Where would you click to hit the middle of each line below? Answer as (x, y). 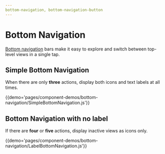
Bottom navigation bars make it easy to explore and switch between (76, 49)
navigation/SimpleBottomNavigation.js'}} (48, 103)
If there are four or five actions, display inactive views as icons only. (76, 131)
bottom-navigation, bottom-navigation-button (54, 10)
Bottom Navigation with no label (57, 118)
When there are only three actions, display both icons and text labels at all (83, 82)
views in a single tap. (38, 54)
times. (12, 88)
